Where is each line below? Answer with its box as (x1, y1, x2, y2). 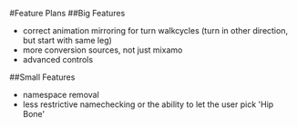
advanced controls (22, 54, 94, 64)
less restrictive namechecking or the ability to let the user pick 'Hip (22, 99, 274, 110)
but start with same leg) (22, 35, 112, 45)
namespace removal (22, 90, 100, 100)
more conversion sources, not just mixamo (22, 44, 183, 55)
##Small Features (9, 72, 76, 83)
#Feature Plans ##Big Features (9, 8, 126, 18)
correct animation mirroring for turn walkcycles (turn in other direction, (22, 25, 289, 35)
